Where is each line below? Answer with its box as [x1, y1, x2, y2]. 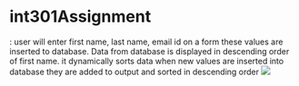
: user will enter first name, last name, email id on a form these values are [9, 36, 284, 47]
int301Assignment [9, 6, 152, 27]
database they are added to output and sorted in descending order [9, 66, 260, 77]
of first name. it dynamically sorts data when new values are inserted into [9, 55, 284, 66]
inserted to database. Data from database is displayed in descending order [9, 45, 290, 56]
